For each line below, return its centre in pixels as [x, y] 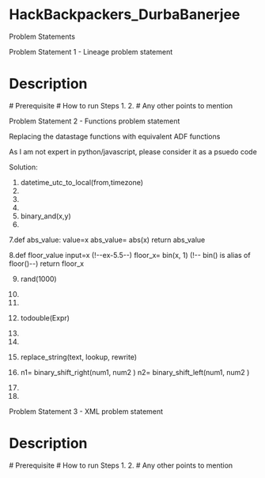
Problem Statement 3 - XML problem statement [86, 411]
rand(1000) [39, 279]
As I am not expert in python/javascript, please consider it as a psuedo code [133, 151]
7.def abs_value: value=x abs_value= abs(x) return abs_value [107, 240]
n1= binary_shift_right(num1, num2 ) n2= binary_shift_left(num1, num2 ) [135, 372]
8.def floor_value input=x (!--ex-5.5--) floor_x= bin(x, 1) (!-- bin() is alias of [130, 255]
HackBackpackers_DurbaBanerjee [125, 15]
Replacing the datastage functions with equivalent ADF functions [115, 136]
